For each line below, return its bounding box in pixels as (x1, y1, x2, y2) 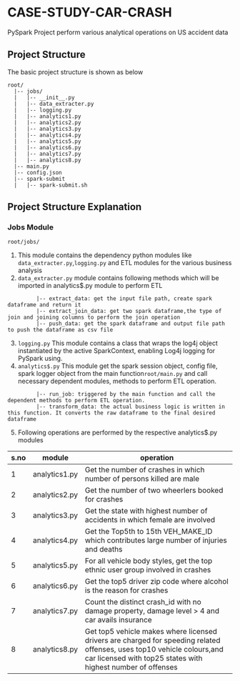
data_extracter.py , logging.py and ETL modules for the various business (17, 259, 232, 267)
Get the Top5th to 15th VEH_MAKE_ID (84, 527, 213, 537)
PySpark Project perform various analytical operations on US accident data (7, 28, 229, 36)
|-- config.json (14, 169, 62, 176)
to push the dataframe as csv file (7, 327, 114, 334)
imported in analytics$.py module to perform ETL (17, 282, 163, 290)
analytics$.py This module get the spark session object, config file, (17, 362, 218, 370)
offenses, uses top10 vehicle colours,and (84, 645, 224, 655)
